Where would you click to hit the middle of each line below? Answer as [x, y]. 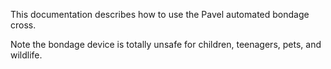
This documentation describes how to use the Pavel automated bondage [160, 14]
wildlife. [26, 55]
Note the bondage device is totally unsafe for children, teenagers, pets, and [166, 44]
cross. [23, 25]
